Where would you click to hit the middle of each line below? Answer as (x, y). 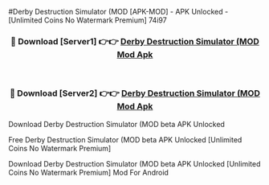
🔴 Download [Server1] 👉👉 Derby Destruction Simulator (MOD (135, 41)
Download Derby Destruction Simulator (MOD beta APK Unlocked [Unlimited (134, 163)
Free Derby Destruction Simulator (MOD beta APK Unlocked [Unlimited (125, 139)
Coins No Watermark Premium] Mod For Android (88, 172)
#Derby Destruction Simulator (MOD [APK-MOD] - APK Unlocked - (118, 12)
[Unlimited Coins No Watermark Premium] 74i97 (88, 20)
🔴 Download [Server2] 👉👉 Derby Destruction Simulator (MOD (135, 93)
